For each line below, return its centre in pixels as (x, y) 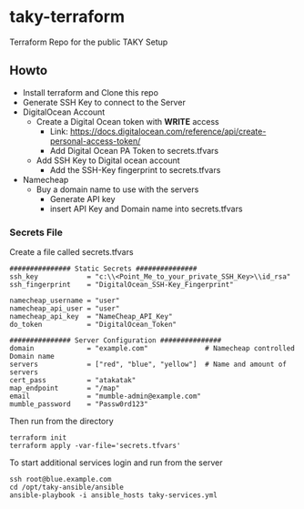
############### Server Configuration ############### (116, 341)
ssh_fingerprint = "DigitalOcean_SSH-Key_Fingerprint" (122, 285)
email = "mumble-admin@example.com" (106, 397)
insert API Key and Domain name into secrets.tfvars (146, 209)
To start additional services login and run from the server (116, 463)
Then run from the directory (61, 422)
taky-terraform (67, 17)
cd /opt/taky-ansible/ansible (67, 488)
